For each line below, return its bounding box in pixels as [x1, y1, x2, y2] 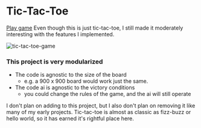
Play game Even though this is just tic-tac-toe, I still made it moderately [6, 24, 183, 31]
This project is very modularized [6, 57, 103, 66]
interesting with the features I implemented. [6, 30, 115, 37]
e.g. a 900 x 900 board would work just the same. [24, 77, 148, 85]
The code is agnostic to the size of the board [14, 71, 127, 78]
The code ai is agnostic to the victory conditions [14, 84, 135, 91]
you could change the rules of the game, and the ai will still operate [24, 91, 191, 98]
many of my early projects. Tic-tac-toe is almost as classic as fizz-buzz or [6, 109, 191, 116]
